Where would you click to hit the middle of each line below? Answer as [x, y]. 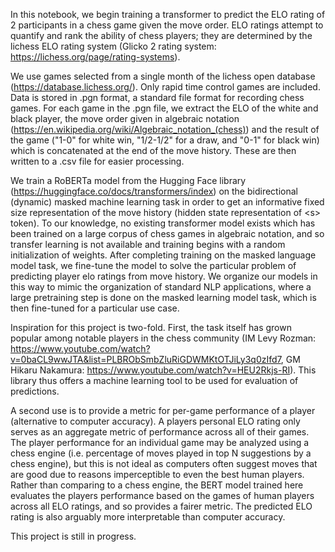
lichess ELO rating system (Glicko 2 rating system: [113, 46]
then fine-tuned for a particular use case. [95, 308]
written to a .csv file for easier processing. [97, 161]
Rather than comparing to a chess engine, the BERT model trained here [157, 485]
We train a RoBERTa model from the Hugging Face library [128, 180]
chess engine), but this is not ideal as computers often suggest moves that [164, 463]
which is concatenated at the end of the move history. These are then [153, 150]
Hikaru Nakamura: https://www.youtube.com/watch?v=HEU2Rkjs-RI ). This [163, 370]
